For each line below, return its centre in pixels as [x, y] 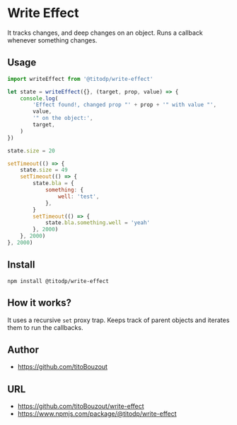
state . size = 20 [31, 150]
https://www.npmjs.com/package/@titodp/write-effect [97, 414]
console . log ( [39, 98]
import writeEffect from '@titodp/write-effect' [80, 79]
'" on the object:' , [63, 118]
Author [23, 349]
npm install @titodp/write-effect [58, 281]
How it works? [40, 303]
